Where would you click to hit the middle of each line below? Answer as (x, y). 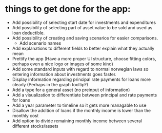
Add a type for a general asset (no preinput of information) (71, 90)
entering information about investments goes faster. (64, 74)
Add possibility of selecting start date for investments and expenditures (84, 22)
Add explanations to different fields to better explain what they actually (83, 48)
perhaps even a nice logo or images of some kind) (63, 64)
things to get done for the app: (68, 9)
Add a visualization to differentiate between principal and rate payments (84, 95)
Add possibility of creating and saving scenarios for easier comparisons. (85, 38)
